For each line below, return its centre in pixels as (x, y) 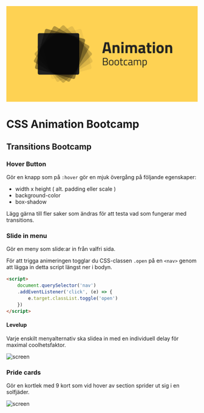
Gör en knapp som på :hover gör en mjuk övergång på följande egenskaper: (101, 177)
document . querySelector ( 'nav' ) (57, 285)
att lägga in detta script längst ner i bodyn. (59, 267)
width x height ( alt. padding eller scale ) (66, 189)
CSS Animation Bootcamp (73, 124)
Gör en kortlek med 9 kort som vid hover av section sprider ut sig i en (93, 385)
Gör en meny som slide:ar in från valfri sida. (61, 249)
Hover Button (26, 164)
